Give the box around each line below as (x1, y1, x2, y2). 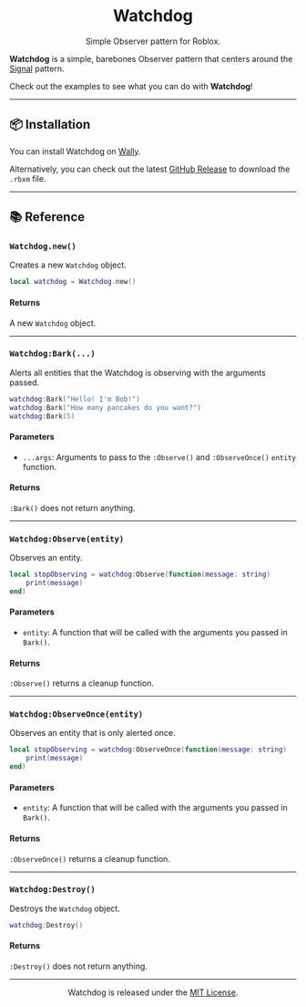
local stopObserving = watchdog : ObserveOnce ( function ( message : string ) (9, 745, 287, 754)
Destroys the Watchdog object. (9, 903, 120, 914)
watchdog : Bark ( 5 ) (9, 412, 76, 421)
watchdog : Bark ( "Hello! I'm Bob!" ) (9, 394, 141, 404)
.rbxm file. (9, 173, 46, 184)
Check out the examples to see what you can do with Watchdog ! (9, 80, 253, 91)
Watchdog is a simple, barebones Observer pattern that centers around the (9, 53, 293, 64)
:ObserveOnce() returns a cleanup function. (9, 853, 171, 864)
